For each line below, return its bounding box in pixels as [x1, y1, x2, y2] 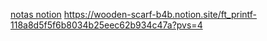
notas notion [10, 9, 62, 20]
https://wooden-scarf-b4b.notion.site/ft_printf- [63, 9, 258, 20]
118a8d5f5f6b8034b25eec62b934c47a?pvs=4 [10, 19, 203, 31]
